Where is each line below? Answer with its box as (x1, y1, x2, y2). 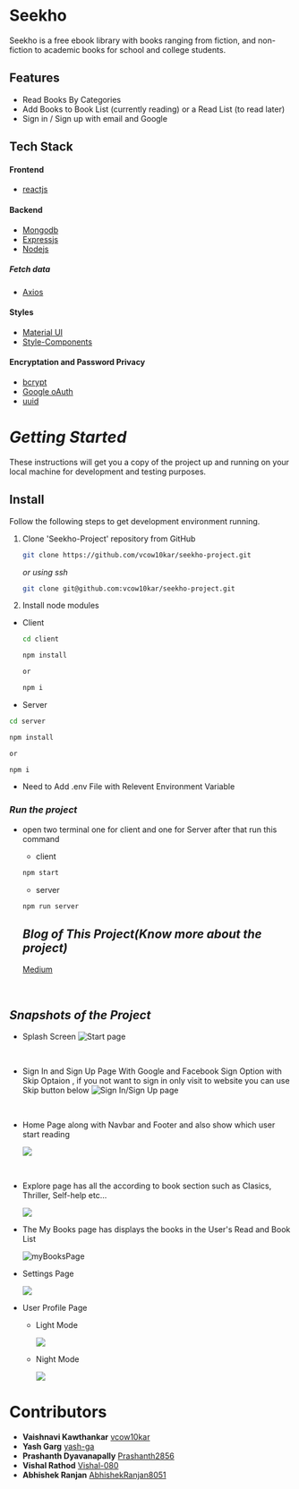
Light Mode (35, 1320, 79, 1331)
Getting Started (9, 427, 127, 447)
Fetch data (9, 264, 51, 275)
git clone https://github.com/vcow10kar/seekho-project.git (21, 550, 252, 559)
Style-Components (21, 336, 92, 347)
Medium (21, 964, 54, 975)
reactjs (21, 184, 48, 195)
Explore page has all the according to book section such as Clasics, (21, 1180, 272, 1191)
